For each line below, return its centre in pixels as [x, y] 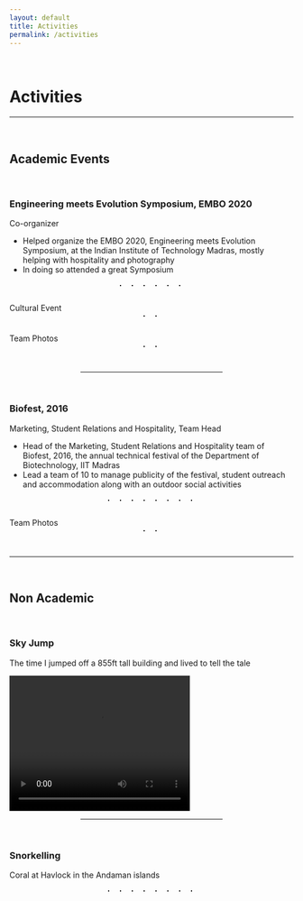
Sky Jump [32, 643]
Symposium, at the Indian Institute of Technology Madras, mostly [143, 251]
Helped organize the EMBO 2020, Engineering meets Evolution [139, 241]
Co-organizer [34, 224]
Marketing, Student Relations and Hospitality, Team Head [115, 428]
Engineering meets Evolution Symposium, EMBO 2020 [131, 204]
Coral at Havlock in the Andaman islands [85, 875]
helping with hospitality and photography [98, 260]
